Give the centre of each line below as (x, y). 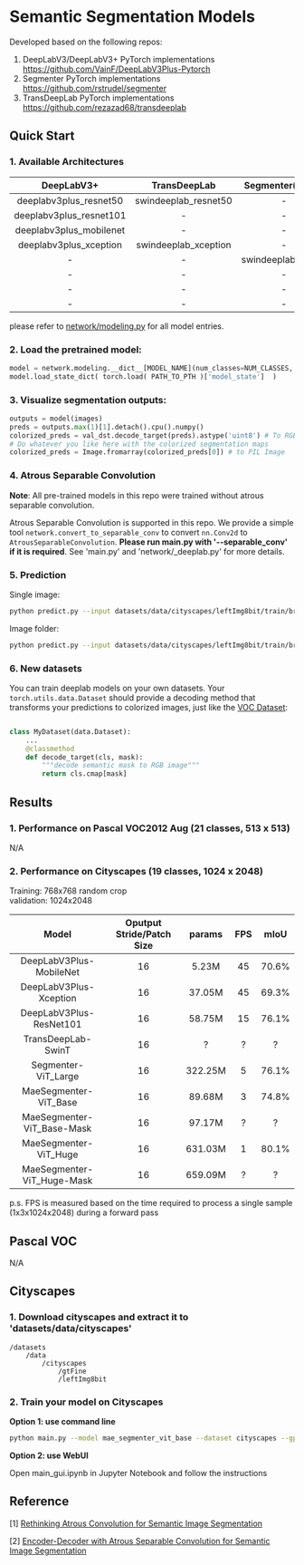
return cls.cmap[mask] (85, 774)
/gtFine (72, 1371)
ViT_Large (57, 1077)
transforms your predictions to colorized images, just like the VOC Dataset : (148, 707)
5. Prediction (38, 575)
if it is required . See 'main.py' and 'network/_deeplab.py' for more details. (147, 551)
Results (31, 802)
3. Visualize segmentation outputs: (88, 400)
